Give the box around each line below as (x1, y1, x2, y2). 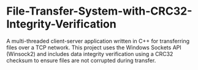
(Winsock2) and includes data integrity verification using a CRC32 (6, 50, 173, 57)
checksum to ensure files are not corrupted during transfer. (6, 57, 156, 64)
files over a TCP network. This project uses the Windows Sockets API (6, 44, 182, 51)
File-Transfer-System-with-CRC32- (6, 4, 192, 18)
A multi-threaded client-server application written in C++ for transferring (6, 37, 190, 44)
